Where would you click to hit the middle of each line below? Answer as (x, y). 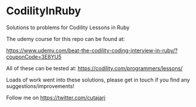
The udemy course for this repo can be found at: (66, 39)
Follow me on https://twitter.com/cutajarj (56, 97)
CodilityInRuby (44, 11)
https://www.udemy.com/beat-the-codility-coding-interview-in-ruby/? (92, 50)
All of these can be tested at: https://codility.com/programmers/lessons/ (94, 68)
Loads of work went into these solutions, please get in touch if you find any (98, 80)
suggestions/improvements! (40, 86)
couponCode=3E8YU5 (34, 56)
